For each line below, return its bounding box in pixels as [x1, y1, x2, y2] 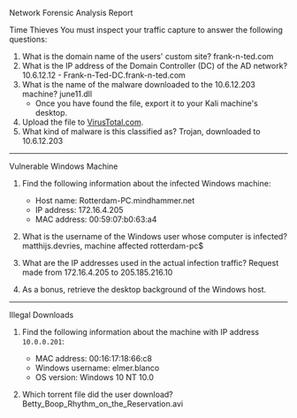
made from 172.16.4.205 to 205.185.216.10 [21, 267, 173, 277]
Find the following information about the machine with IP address [21, 327, 259, 337]
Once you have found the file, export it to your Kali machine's [34, 98, 258, 109]
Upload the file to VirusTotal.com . [21, 117, 144, 127]
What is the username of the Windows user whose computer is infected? [21, 232, 287, 241]
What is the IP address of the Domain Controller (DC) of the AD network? [21, 61, 288, 71]
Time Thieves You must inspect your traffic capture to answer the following [9, 25, 283, 34]
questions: [9, 34, 48, 44]
